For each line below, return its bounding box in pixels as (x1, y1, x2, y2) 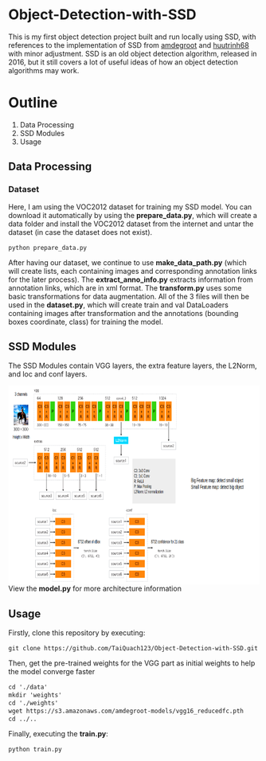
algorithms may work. (8, 65, 80, 75)
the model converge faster (8, 667, 96, 677)
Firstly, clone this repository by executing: (8, 628, 146, 638)
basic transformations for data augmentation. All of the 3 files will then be (8, 291, 249, 301)
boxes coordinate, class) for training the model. (8, 317, 163, 326)
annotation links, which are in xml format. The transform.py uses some (8, 283, 242, 292)
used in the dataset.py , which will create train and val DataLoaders (8, 300, 229, 310)
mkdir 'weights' (8, 691, 62, 700)
